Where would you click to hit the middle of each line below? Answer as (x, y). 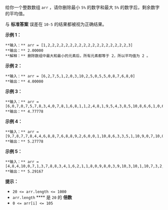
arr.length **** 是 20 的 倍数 (42, 197)
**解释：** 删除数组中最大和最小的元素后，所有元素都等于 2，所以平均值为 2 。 (78, 56)
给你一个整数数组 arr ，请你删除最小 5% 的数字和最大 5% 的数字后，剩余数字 (82, 7)
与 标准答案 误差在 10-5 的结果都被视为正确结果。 (56, 24)
